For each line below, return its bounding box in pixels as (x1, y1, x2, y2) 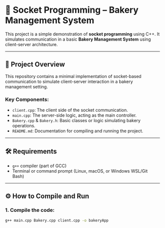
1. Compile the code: (5, 207, 55, 214)
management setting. (5, 83, 48, 90)
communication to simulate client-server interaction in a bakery (5, 78, 134, 84)
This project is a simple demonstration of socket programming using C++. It (5, 31, 160, 37)
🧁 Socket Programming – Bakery (5, 4, 139, 16)
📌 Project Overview (5, 60, 65, 69)
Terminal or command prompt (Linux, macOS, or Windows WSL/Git (12, 168, 148, 174)
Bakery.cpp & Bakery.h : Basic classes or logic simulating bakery (12, 118, 141, 124)
